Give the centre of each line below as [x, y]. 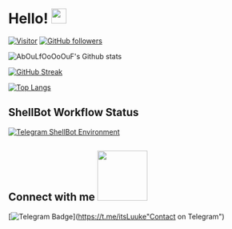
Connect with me [52, 197]
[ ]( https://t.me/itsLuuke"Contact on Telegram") [117, 216]
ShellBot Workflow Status [74, 112]
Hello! [28, 19]
